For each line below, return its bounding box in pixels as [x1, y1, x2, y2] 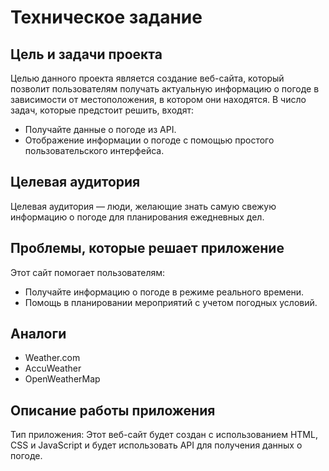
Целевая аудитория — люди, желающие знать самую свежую [10, 200, 277, 212]
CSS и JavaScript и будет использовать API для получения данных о [10, 439, 303, 451]
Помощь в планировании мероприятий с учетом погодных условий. [24, 296, 318, 308]
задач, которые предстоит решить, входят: [10, 104, 194, 116]
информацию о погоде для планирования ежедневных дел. [10, 211, 265, 223]
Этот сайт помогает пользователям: [10, 266, 166, 278]
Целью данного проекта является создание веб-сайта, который [10, 72, 285, 84]
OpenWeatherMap [24, 373, 101, 385]
